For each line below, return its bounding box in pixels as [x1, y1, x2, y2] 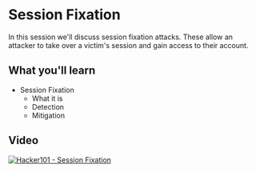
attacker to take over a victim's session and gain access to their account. [8, 40, 249, 50]
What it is [31, 94, 63, 103]
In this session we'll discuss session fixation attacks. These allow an [8, 32, 234, 42]
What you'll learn [8, 64, 96, 78]
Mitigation [31, 110, 66, 120]
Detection [31, 102, 65, 111]
